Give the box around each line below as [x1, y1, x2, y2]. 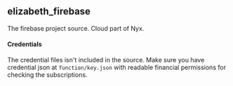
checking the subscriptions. [7, 71, 88, 79]
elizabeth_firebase [7, 6, 91, 17]
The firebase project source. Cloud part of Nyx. [7, 24, 145, 32]
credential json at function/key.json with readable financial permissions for [7, 63, 227, 72]
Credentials [7, 40, 42, 48]
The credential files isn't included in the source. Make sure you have [7, 56, 205, 64]
